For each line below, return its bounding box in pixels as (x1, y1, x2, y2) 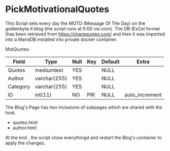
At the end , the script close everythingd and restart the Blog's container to (5, 134, 162, 140)
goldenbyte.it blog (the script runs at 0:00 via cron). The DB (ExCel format (5, 25, 160, 31)
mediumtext (35, 67, 63, 74)
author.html (12, 125, 37, 131)
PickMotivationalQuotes (5, 4, 110, 15)
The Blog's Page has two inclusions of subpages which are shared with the (5, 104, 162, 110)
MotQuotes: (5, 46, 30, 52)
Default (101, 58, 120, 65)
